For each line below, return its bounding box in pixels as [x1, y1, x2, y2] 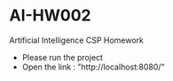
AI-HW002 [9, 5, 91, 26]
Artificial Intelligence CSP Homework [9, 35, 145, 45]
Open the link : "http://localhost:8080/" [21, 61, 166, 72]
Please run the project [21, 52, 104, 62]
